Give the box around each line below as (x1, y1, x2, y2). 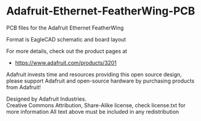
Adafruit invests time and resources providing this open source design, (6, 70, 182, 78)
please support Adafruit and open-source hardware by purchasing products (6, 77, 194, 84)
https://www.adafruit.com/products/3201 (14, 59, 117, 66)
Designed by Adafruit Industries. (6, 95, 87, 102)
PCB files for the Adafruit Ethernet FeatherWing (6, 24, 124, 31)
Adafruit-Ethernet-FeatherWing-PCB (6, 4, 196, 18)
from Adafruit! (6, 83, 41, 91)
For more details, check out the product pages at (6, 47, 128, 55)
